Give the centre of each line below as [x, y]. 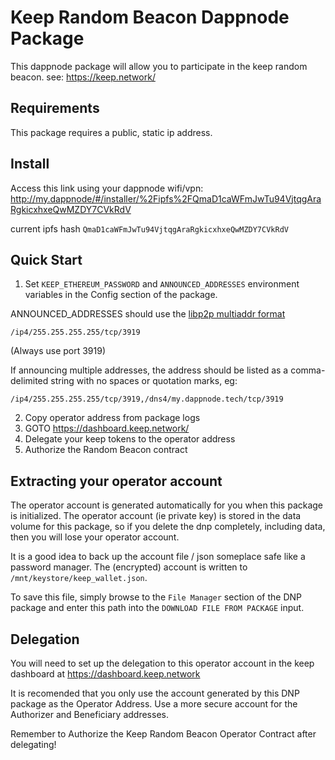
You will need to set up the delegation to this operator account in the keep [162, 663]
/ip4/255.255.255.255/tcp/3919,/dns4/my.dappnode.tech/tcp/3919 [147, 399]
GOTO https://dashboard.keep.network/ [107, 428]
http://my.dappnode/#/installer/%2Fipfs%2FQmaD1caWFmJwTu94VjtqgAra [166, 198]
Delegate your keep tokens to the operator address [130, 439]
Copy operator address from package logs [112, 418]
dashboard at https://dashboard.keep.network [105, 674]
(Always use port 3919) [58, 351]
